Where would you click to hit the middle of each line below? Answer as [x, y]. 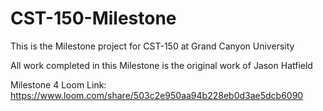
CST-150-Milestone [93, 18]
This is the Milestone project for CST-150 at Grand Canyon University [152, 46]
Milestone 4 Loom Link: [58, 84]
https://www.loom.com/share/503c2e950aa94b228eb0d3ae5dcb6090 [157, 95]
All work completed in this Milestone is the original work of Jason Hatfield [161, 65]
